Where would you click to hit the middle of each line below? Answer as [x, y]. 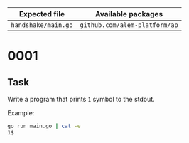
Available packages [129, 14]
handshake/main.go [42, 25]
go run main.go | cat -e [44, 126]
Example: [21, 113]
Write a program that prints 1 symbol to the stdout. [81, 99]
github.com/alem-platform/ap [129, 25]
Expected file [42, 14]
